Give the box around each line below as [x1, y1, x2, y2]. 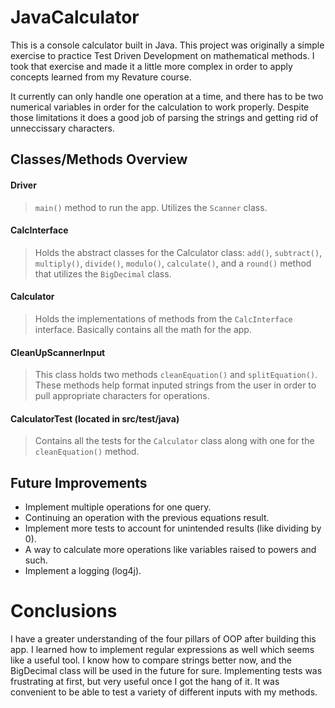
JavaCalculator [10, 6, 140, 29]
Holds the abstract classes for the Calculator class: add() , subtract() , [34, 246, 323, 258]
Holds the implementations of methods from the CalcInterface [34, 312, 293, 325]
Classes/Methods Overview [10, 151, 188, 168]
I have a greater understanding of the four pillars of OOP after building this [10, 633, 317, 645]
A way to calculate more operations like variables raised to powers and [24, 544, 317, 556]
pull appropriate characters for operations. [34, 390, 210, 402]
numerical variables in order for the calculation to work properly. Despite [10, 101, 310, 113]
